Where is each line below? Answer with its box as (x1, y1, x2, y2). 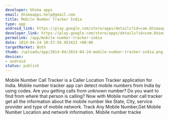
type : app (5, 21, 26, 27)
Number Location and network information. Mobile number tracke (5, 109, 142, 115)
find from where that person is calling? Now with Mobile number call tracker (5, 93, 162, 99)
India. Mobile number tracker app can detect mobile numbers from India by (5, 82, 161, 88)
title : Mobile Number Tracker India (5, 17, 82, 22)
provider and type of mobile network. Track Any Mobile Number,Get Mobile (5, 104, 161, 110)
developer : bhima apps (5, 7, 53, 13)
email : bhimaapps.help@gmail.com (5, 12, 75, 17)
